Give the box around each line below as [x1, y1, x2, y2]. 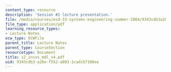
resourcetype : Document [5, 50, 56, 55]
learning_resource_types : [5, 26, 60, 31]
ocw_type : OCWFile [5, 36, 44, 41]
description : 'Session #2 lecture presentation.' [5, 12, 113, 17]
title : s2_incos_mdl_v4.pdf [5, 54, 65, 60]
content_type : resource [5, 7, 56, 13]
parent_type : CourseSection [5, 45, 65, 50]
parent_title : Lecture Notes [5, 41, 67, 46]
